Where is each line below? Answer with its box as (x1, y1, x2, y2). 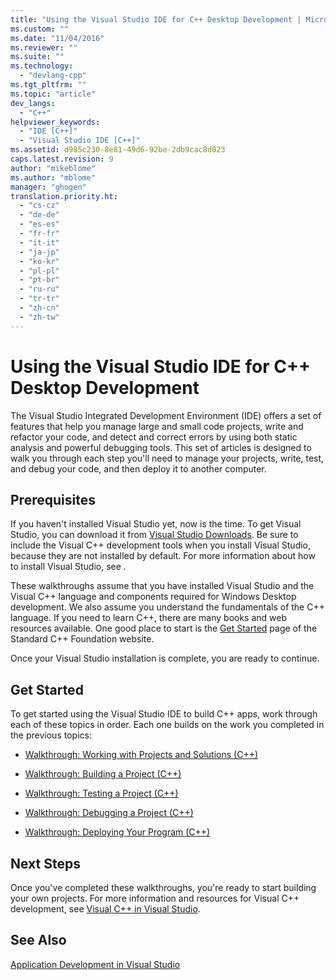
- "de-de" (19, 210, 60, 220)
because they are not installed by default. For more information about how (10, 550, 316, 562)
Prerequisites (10, 491, 96, 508)
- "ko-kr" (19, 256, 60, 266)
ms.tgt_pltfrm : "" (10, 80, 87, 90)
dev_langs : (10, 98, 56, 108)
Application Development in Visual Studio (10, 958, 181, 970)
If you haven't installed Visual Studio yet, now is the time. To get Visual (10, 518, 302, 530)
